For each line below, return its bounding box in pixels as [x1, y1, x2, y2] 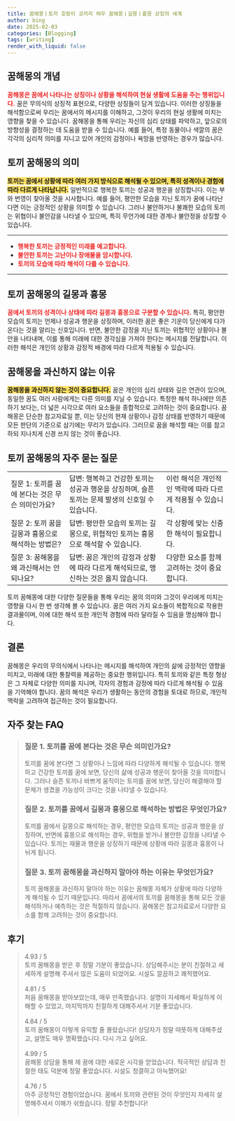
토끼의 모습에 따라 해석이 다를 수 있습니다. [17, 259, 131, 268]
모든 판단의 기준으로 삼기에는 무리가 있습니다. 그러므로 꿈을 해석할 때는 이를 [7, 421, 213, 429]
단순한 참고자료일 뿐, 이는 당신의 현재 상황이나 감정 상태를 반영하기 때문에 [25, 412, 226, 420]
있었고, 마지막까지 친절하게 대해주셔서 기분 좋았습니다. [45, 1001, 193, 1010]
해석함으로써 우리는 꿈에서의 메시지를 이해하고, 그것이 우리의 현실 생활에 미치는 [7, 108, 222, 116]
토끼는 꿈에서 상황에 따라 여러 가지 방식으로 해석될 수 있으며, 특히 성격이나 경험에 [7, 177, 224, 185]
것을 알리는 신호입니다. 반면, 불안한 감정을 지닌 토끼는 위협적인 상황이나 [25, 326, 220, 334]
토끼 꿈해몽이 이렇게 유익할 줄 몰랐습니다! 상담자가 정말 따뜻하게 [24, 1025, 198, 1033]
